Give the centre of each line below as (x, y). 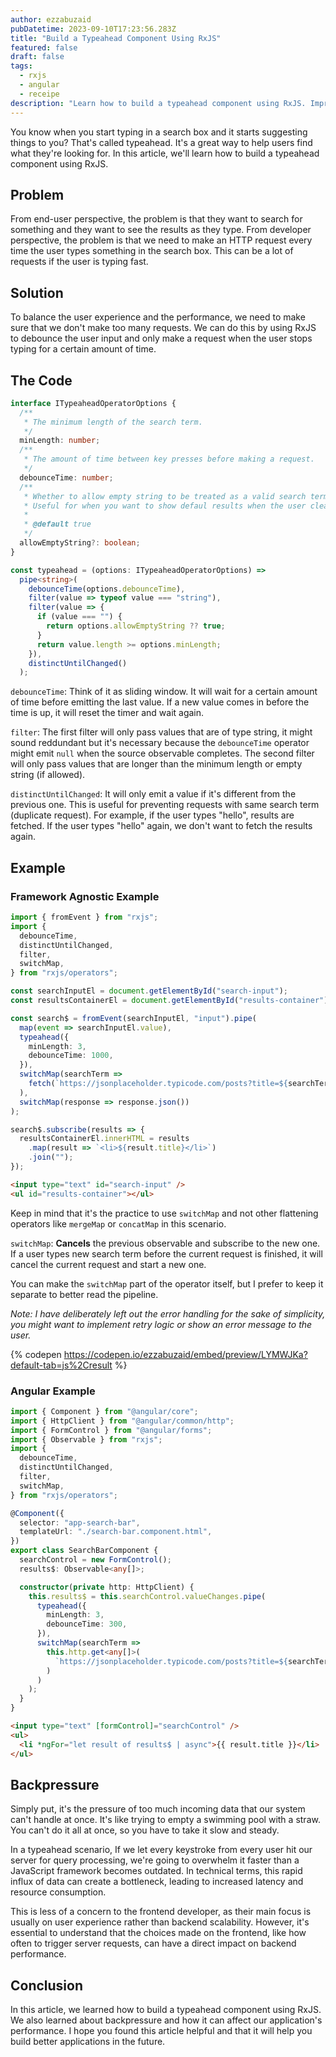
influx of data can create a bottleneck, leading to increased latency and (157, 1882)
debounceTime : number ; (66, 477)
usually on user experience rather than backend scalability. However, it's (160, 1922)
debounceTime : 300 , (87, 1624)
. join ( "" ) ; (51, 1157)
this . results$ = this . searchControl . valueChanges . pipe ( (147, 1596)
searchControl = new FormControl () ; (95, 1560)
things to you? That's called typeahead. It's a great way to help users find (161, 142)
